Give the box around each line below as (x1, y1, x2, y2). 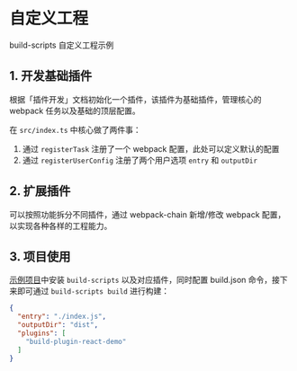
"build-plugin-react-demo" (25, 337, 127, 346)
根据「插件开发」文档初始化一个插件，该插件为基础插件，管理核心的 (9, 93, 262, 104)
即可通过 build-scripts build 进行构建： (16, 286, 169, 296)
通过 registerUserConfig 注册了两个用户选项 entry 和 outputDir (22, 155, 258, 165)
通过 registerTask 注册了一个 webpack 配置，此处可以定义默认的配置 (22, 143, 280, 154)
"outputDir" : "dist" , (17, 321, 99, 330)
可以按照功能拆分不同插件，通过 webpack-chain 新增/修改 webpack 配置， (9, 208, 286, 220)
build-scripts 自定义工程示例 (9, 40, 114, 50)
